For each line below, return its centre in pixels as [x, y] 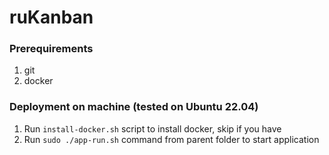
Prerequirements [51, 49]
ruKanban [51, 17]
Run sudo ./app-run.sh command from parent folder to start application [171, 139]
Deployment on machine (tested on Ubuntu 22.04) [134, 107]
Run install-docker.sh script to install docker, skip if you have [152, 128]
